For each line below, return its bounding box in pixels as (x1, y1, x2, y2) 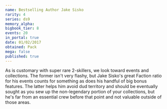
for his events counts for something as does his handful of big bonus (5, 78, 147, 84)
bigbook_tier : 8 (5, 26, 39, 31)
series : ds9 (5, 16, 30, 21)
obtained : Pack (5, 44, 37, 49)
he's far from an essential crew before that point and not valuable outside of (5, 94, 162, 100)
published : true (5, 53, 39, 59)
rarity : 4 (5, 12, 26, 17)
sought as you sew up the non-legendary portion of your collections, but (5, 88, 155, 95)
